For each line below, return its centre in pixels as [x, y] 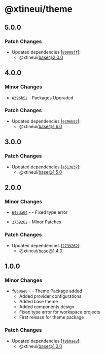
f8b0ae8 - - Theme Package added [47, 291]
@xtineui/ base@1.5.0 [40, 172]
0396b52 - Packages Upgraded [42, 98]
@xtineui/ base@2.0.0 [41, 57]
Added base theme [38, 302]
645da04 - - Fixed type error [40, 212]
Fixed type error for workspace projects [60, 312]
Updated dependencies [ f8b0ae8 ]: [46, 341]
